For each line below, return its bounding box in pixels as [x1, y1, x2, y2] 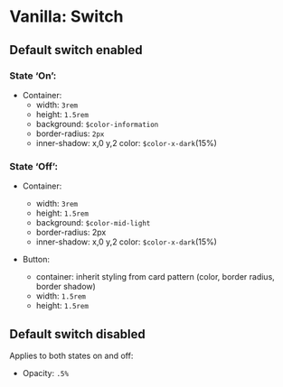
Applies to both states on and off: [9, 350, 134, 361]
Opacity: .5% [22, 367, 70, 378]
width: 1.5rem [35, 290, 87, 301]
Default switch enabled [9, 42, 143, 58]
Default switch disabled [9, 327, 146, 342]
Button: [22, 254, 50, 265]
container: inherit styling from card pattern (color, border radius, [35, 272, 276, 282]
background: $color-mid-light [35, 217, 151, 228]
